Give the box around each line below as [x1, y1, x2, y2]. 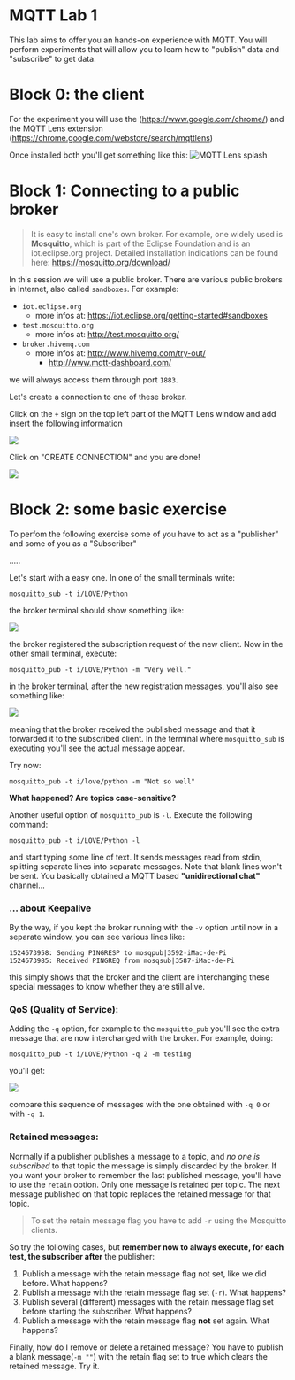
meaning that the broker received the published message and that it [9, 723, 256, 735]
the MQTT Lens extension [9, 123, 103, 134]
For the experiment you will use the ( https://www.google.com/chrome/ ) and [9, 113, 284, 124]
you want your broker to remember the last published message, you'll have [9, 1169, 282, 1180]
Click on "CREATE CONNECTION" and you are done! [9, 451, 200, 462]
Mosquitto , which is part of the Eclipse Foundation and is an [30, 238, 251, 249]
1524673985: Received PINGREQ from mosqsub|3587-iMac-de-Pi [9, 957, 236, 966]
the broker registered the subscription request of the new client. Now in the [9, 638, 284, 649]
